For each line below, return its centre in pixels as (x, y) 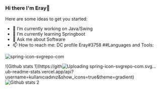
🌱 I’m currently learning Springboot (49, 34)
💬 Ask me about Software (39, 39)
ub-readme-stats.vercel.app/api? (39, 72)
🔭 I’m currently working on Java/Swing (53, 29)
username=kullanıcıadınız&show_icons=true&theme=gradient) (70, 77)
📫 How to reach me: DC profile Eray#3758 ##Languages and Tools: (83, 45)
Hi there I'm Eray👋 (28, 8)
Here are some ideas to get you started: (47, 19)
